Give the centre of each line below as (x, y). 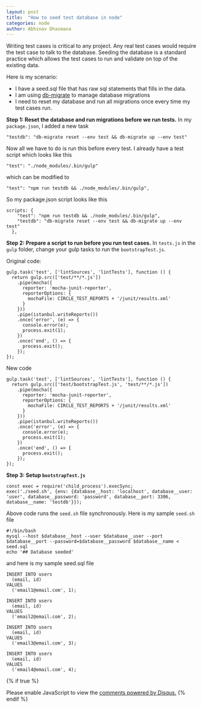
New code (19, 368)
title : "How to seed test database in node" (64, 18)
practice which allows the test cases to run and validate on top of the (92, 59)
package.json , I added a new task (48, 126)
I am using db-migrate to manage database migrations (83, 95)
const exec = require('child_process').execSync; (70, 487)
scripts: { (20, 211)
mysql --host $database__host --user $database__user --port (85, 536)
